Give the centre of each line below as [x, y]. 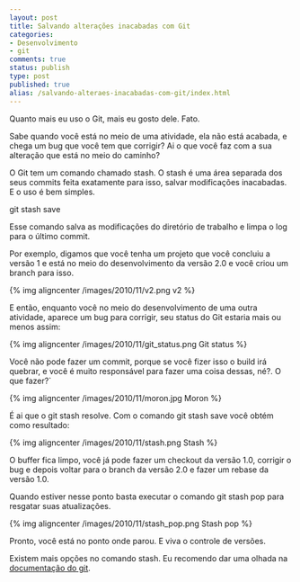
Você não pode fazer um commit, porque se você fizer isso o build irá [138, 362]
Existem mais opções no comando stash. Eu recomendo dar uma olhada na [149, 558]
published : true [40, 85]
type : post [30, 76]
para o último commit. [50, 236]
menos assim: [35, 327]
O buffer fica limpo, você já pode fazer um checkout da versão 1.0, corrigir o [150, 460]
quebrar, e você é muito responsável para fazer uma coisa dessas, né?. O [145, 371]
